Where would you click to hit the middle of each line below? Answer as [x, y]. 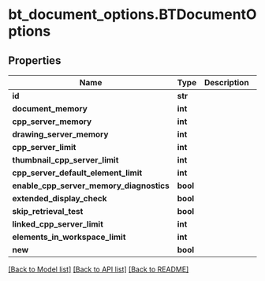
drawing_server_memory [60, 134]
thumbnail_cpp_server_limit [65, 160]
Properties [35, 60]
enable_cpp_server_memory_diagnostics [91, 185]
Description [227, 82]
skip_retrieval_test [48, 211]
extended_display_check [60, 199]
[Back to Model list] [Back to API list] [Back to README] [99, 269]
